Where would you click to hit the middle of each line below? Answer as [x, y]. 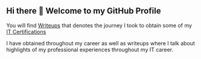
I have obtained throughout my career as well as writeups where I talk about [101, 43]
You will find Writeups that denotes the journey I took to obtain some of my [99, 25]
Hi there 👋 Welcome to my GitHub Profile [84, 11]
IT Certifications [26, 32]
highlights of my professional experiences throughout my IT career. [90, 49]
